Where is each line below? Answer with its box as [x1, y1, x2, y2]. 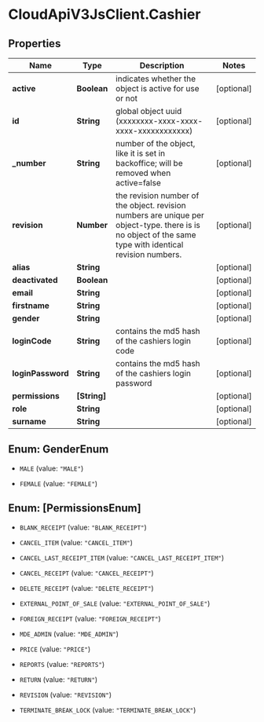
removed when [115, 167, 171, 178]
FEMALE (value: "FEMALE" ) [19, 478, 98, 488]
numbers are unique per [115, 210, 204, 221]
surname [12, 416, 46, 427]
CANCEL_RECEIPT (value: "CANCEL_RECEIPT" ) [19, 568, 155, 577]
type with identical [115, 240, 184, 250]
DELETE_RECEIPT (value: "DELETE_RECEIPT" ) [19, 583, 155, 592]
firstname [12, 300, 49, 311]
